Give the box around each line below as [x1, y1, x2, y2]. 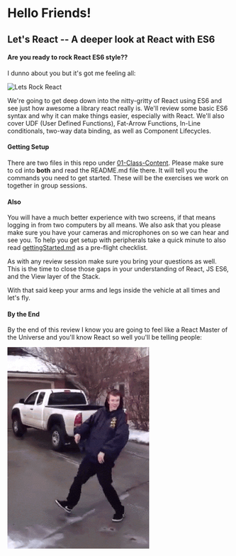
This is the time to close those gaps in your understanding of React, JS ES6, [7, 265, 229, 273]
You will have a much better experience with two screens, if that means [7, 213, 216, 222]
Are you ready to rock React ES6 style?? [7, 53, 128, 62]
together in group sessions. [7, 181, 88, 190]
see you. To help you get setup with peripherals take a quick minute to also [7, 236, 227, 244]
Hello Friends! [7, 5, 91, 21]
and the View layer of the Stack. [7, 272, 101, 281]
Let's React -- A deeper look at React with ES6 [7, 33, 215, 45]
